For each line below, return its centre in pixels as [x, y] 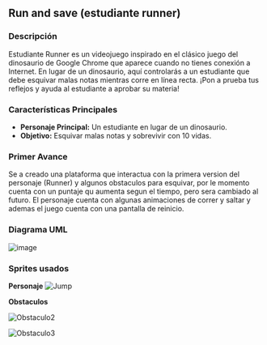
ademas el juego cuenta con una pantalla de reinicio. [96, 209]
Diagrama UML [38, 230]
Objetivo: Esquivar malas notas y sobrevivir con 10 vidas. [116, 135]
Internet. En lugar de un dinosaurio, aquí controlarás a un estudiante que [129, 71]
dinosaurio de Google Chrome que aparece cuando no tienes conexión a [129, 62]
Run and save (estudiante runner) [95, 13]
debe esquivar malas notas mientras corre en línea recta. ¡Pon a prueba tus [133, 79]
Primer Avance [38, 156]
